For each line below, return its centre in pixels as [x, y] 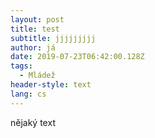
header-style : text [51, 85]
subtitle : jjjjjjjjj [53, 38]
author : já [33, 47]
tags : [21, 66]
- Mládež [37, 76]
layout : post [37, 19]
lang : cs [28, 94]
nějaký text [33, 122]
